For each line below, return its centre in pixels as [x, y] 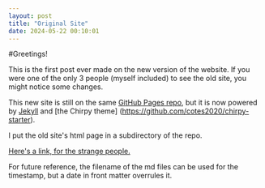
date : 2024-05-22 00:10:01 [54, 31]
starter [19, 120]
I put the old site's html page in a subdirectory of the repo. [105, 135]
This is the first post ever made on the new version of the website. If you [129, 70]
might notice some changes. [56, 87]
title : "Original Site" [49, 23]
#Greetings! [28, 54]
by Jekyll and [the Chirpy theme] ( [66, 111]
